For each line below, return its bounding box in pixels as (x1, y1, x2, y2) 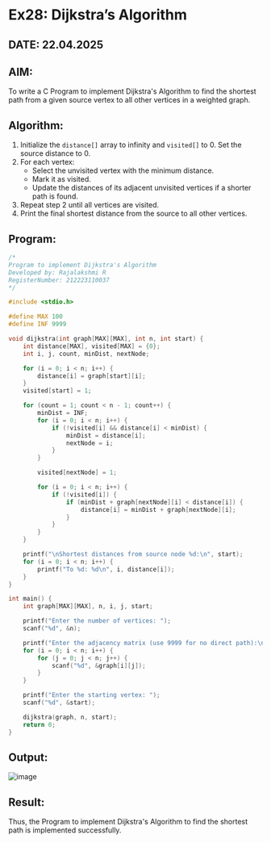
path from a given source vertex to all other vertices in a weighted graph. (8, 95, 251, 105)
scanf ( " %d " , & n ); (23, 624, 81, 633)
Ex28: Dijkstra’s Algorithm (8, 6, 188, 24)
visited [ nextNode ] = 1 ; (37, 468, 117, 477)
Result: (8, 795, 45, 809)
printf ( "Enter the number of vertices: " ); (23, 617, 172, 625)
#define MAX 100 (8, 312, 63, 321)
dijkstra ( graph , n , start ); (23, 713, 117, 721)
